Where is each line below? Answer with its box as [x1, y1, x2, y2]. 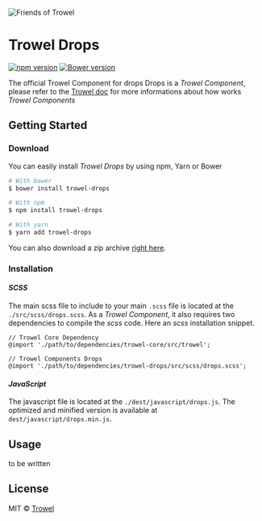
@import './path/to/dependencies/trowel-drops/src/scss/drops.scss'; [8, 362, 247, 370]
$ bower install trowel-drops [8, 184, 110, 193]
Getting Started [8, 119, 88, 132]
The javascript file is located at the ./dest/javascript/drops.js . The [8, 397, 236, 406]
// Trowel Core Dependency [8, 334, 99, 342]
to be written [8, 459, 51, 469]
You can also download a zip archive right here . [8, 243, 167, 252]
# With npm [8, 198, 45, 207]
